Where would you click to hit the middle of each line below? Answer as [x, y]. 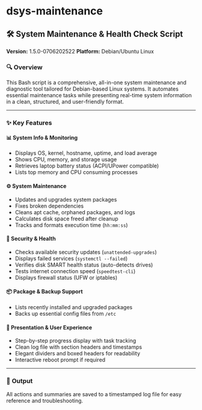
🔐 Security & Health [31, 239]
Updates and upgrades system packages [66, 199]
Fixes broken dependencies [49, 206]
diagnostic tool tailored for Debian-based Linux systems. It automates [93, 89]
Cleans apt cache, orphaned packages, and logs [75, 212]
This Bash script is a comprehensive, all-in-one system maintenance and [96, 83]
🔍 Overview [25, 67]
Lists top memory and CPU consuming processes [76, 172]
